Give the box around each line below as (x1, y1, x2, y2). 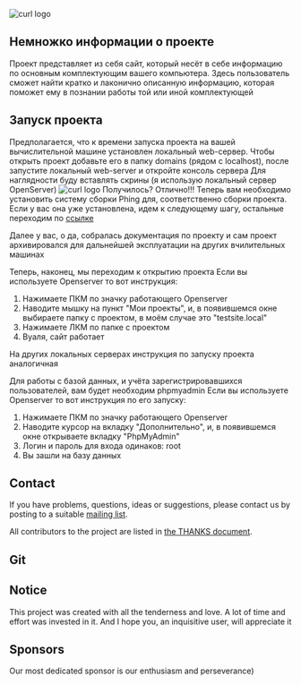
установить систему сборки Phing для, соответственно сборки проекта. (9, 193, 288, 204)
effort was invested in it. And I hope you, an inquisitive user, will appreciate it (9, 616, 292, 627)
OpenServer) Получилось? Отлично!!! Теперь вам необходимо (9, 184, 291, 194)
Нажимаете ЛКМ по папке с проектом (21, 321, 170, 332)
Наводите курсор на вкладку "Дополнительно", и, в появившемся (21, 421, 276, 432)
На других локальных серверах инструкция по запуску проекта (9, 348, 255, 359)
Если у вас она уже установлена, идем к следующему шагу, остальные (9, 202, 285, 214)
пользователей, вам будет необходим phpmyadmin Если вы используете (9, 385, 289, 396)
